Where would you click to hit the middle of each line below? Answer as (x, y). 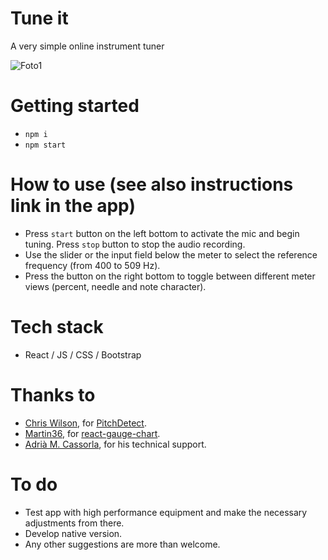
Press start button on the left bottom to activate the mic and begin (162, 233)
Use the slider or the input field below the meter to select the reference (171, 254)
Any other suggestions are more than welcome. (122, 544)
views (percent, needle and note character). (115, 286)
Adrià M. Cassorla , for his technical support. (115, 444)
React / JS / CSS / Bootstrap (83, 354)
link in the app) (73, 206)
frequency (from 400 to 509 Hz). (92, 265)
